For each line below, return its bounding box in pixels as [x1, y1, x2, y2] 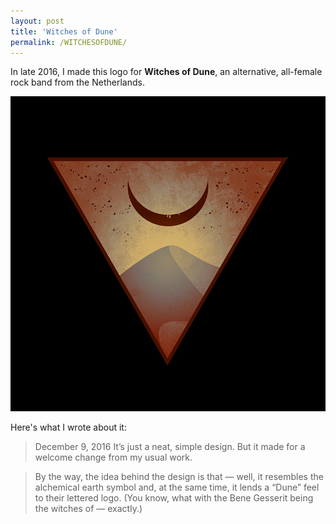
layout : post [10, 16, 65, 26]
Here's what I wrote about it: [10, 421, 127, 434]
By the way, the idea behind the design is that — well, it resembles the [34, 471, 324, 483]
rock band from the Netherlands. [10, 76, 145, 89]
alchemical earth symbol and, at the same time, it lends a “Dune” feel [34, 481, 320, 494]
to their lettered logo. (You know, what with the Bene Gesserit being [34, 492, 314, 504]
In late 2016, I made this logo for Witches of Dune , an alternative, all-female [10, 66, 323, 78]
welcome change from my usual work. [34, 451, 193, 464]
